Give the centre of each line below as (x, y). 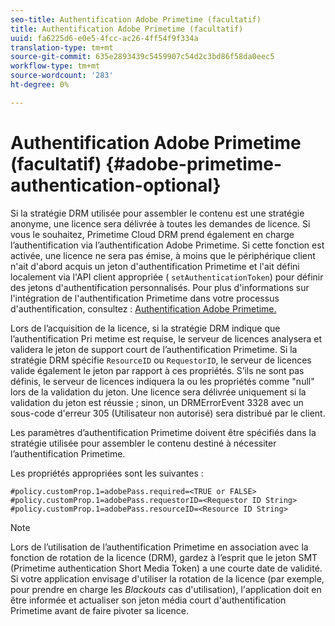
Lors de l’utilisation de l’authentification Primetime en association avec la (159, 547)
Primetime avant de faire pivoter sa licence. (99, 610)
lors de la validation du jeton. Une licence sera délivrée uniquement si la (158, 392)
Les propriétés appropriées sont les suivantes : (107, 473)
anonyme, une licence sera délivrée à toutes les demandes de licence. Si (160, 223)
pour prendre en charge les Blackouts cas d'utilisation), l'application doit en (166, 589)
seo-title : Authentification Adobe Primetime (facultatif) (136, 19)
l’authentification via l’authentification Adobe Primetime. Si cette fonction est (167, 245)
